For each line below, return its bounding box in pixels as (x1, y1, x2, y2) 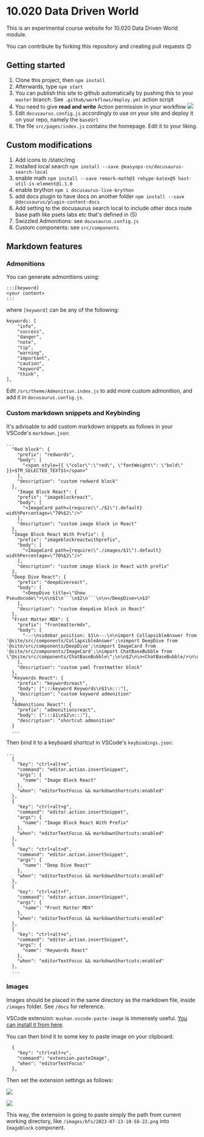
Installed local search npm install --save (15, 162, 119, 170)
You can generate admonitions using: (6, 273, 100, 281)
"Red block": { (12, 446, 50, 452)
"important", (17, 356, 50, 362)
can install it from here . (6, 1021, 64, 1028)
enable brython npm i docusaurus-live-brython (15, 186, 134, 193)
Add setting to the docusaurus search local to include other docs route (15, 204, 192, 211)
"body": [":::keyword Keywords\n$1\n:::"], (17, 685, 129, 692)
